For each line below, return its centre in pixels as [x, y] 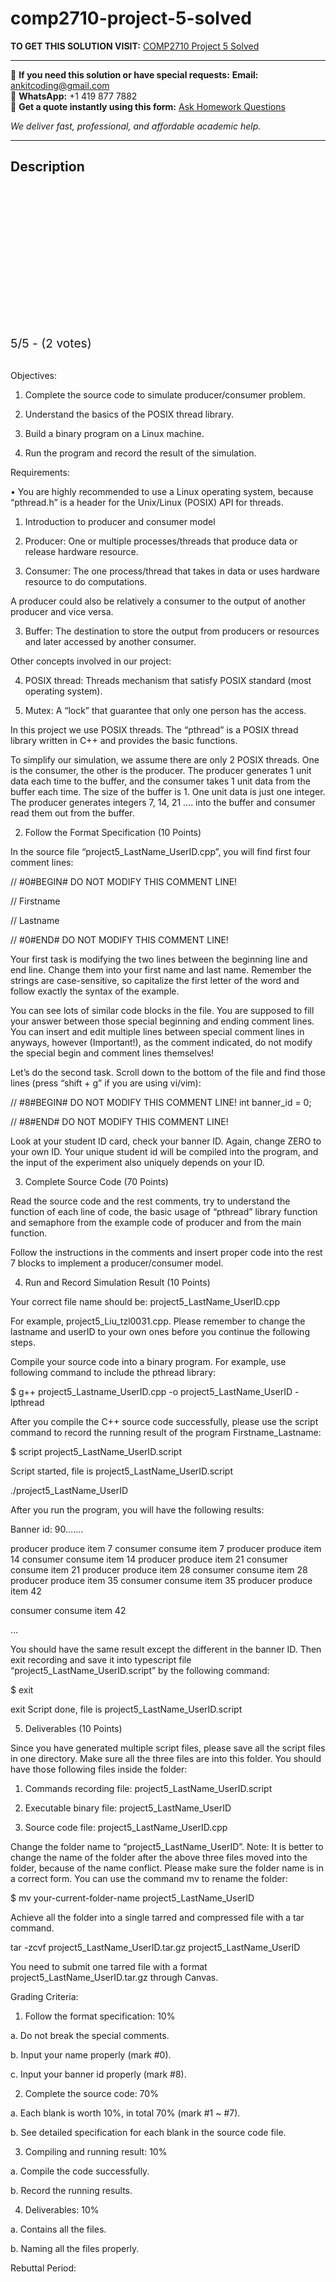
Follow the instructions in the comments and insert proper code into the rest [166, 1252]
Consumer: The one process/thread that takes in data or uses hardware [172, 571]
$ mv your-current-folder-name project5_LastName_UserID [132, 1898]
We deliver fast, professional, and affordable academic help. [136, 126]
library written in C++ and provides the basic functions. [124, 740]
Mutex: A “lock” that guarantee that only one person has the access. [165, 710]
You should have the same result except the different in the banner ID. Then [166, 1649]
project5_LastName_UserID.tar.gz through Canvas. [114, 1977]
